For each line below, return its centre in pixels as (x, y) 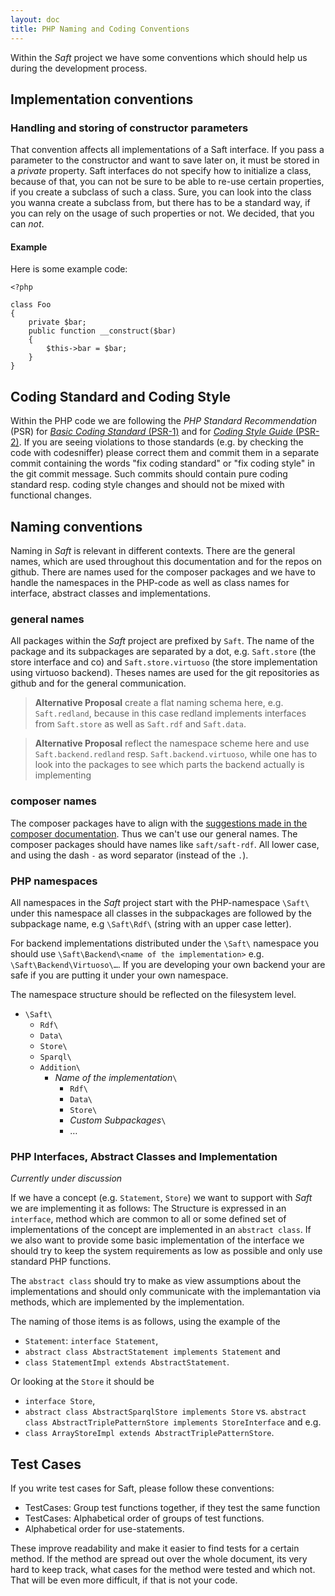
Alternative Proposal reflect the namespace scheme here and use (172, 743)
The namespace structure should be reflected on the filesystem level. (153, 994)
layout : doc (35, 19)
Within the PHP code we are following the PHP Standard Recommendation (164, 421)
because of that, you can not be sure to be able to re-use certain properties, (167, 182)
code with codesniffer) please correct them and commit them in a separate (165, 453)
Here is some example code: (69, 269)
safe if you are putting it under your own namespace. (119, 975)
